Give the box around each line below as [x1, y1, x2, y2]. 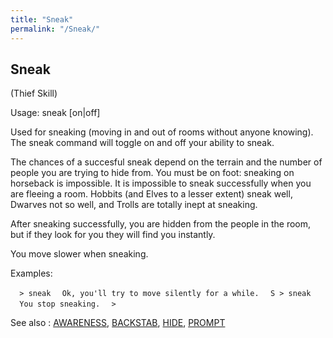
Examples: [10, 267, 53, 280]
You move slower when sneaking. [10, 248, 149, 260]
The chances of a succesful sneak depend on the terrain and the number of [10, 156, 323, 168]
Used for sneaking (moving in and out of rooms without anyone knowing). [10, 126, 314, 138]
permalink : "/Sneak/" [10, 24, 101, 34]
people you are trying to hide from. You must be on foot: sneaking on [10, 167, 295, 179]
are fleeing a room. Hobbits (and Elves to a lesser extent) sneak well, [10, 188, 293, 200]
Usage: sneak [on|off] [10, 107, 101, 119]
